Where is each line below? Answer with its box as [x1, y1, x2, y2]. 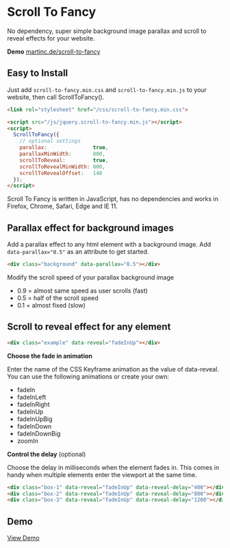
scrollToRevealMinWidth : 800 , [19, 163, 106, 170]
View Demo [7, 534, 40, 543]
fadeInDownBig [16, 429, 61, 437]
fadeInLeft [16, 393, 47, 401]
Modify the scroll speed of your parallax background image [7, 273, 175, 282]
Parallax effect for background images [7, 222, 175, 233]
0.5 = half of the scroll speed [16, 293, 99, 302]
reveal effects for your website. [7, 34, 95, 42]
